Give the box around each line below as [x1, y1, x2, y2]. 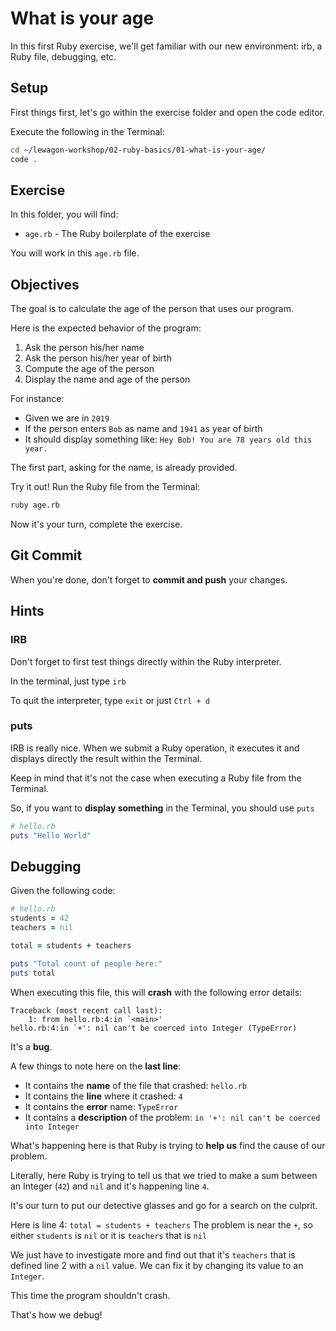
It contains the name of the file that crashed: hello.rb [24, 1079, 247, 1091]
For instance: [10, 393, 65, 405]
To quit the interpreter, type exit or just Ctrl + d [10, 694, 210, 706]
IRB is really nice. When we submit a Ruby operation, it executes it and [10, 742, 300, 754]
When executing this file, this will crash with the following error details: [10, 986, 303, 998]
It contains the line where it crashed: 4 [24, 1090, 183, 1102]
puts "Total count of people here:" [10, 958, 163, 969]
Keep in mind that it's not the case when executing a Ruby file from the [10, 772, 302, 784]
